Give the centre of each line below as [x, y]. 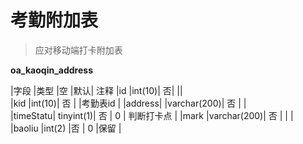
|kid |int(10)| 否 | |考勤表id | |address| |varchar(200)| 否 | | [128, 103]
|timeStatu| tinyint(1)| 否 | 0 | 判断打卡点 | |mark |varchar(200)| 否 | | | [152, 115]
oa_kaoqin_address [51, 70]
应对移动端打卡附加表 [78, 50]
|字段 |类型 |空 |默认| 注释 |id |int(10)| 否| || [96, 90]
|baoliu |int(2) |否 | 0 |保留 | [66, 128]
